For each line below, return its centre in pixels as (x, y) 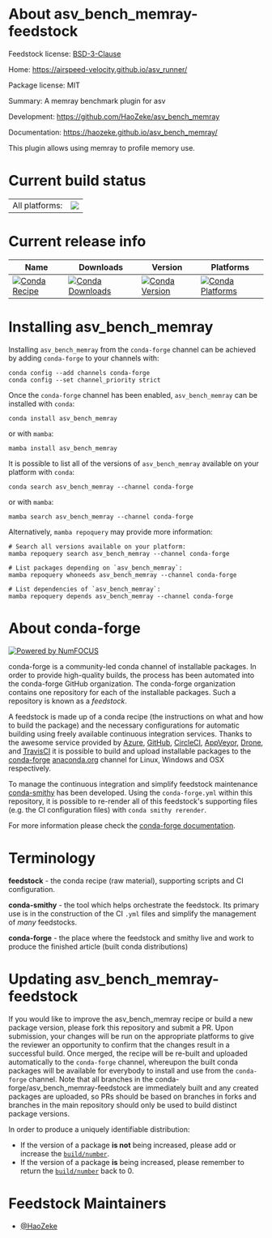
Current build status (77, 181)
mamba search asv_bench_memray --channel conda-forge (101, 517)
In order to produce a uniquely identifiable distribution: (99, 1129)
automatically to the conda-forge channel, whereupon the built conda (123, 1061)
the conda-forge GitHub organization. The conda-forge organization (122, 683)
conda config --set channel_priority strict (85, 380)
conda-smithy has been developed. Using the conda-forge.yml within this (131, 792)
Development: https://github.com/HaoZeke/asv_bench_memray (114, 116)
